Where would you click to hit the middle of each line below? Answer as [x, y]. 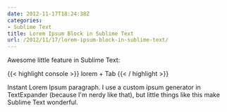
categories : [25, 20]
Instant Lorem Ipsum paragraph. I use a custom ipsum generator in [104, 87]
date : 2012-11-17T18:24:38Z [49, 14]
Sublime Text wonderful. [43, 102]
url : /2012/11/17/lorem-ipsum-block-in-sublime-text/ [88, 40]
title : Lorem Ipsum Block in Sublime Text [70, 33]
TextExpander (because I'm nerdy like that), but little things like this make [114, 95]
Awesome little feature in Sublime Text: [64, 60]
